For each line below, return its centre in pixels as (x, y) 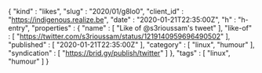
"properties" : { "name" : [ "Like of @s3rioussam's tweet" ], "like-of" (142, 28)
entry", (19, 28)
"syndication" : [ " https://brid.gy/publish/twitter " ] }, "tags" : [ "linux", (119, 53)
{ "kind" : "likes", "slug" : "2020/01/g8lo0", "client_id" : (96, 11)
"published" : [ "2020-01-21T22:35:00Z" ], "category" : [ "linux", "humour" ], (131, 45)
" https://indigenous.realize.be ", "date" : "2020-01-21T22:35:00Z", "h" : (122, 20)
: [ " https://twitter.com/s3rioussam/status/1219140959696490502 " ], (119, 36)
